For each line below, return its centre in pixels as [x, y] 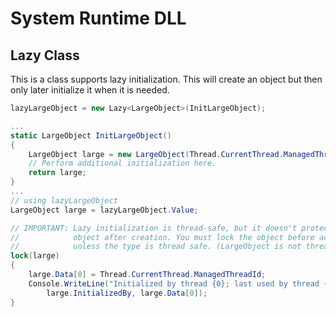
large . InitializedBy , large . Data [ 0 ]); [127, 293]
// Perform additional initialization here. [122, 163]
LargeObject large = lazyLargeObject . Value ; [104, 210]
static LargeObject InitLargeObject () [91, 135]
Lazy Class [45, 55]
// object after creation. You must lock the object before [162, 237]
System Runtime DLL [98, 18]
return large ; [57, 173]
